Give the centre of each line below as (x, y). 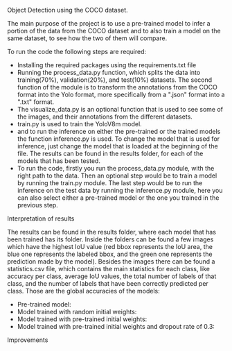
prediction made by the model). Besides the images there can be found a (111, 262)
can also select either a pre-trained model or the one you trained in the (118, 198)
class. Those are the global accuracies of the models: (84, 291)
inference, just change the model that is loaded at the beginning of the (117, 146)
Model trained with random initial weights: (77, 312)
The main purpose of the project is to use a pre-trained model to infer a (109, 23)
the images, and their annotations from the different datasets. (105, 117)
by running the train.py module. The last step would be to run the (110, 183)
